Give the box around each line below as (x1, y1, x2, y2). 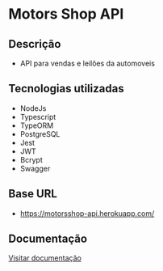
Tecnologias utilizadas (8, 82, 124, 95)
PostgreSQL (19, 129, 61, 138)
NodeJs (19, 103, 47, 113)
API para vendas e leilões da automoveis (19, 58, 156, 68)
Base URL (8, 187, 58, 201)
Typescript (19, 112, 56, 121)
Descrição (8, 37, 61, 51)
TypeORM (19, 121, 54, 130)
